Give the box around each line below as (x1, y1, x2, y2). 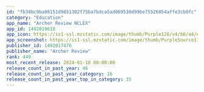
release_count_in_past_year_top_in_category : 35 (6, 76, 132, 82)
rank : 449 (6, 54, 32, 60)
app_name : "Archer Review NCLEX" (6, 20, 91, 26)
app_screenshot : (6, 37, 47, 43)
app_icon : (6, 31, 32, 38)
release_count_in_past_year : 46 (6, 65, 88, 71)
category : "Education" (6, 15, 64, 21)
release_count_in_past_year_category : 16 (6, 71, 113, 77)
